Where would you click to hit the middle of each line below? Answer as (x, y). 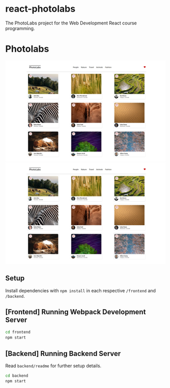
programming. (20, 28)
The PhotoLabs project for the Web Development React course (71, 23)
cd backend (17, 376)
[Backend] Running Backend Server (63, 354)
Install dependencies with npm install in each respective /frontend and (81, 290)
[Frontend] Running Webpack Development (76, 312)
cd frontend (18, 332)
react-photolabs (40, 9)
